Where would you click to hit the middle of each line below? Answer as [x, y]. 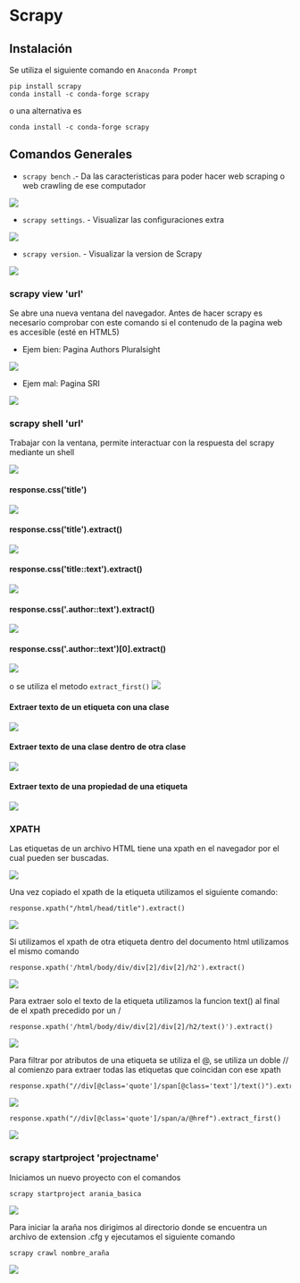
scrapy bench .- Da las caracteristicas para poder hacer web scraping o [154, 176]
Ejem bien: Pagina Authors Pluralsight [91, 350]
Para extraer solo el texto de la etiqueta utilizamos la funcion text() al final [144, 1001]
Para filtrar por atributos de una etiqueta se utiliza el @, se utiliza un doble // [149, 1060]
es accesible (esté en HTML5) [65, 333]
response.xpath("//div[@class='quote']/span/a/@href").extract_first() [145, 1118]
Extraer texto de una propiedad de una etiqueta [99, 787]
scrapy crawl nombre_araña [59, 1253]
